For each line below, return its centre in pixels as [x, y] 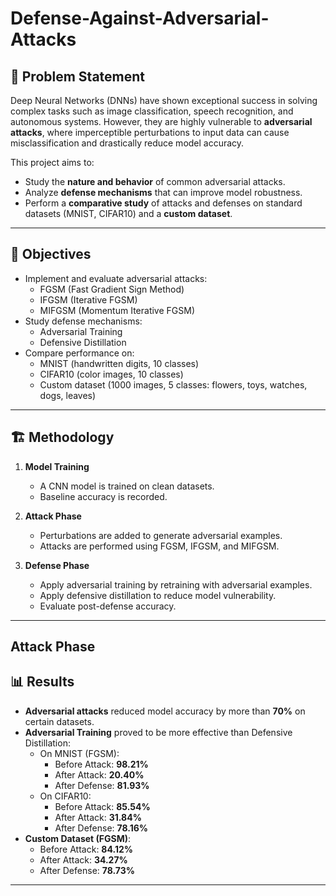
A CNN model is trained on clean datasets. [127, 486]
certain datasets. [59, 721]
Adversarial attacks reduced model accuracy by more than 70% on [165, 711]
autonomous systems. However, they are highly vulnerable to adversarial [161, 121]
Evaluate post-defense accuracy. [108, 606]
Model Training [57, 466]
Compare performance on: [79, 353]
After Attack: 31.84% [98, 817]
